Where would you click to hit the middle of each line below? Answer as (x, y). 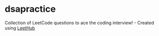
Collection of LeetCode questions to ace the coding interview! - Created (79, 23)
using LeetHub (20, 28)
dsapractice (30, 9)
